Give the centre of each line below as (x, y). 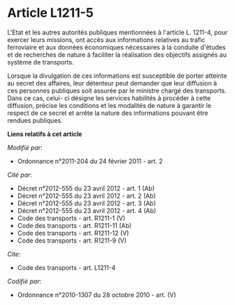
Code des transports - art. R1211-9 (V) (72, 240)
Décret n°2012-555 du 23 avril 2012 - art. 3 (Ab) (86, 203)
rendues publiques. (35, 120)
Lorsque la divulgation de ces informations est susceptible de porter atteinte (117, 76)
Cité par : (20, 175)
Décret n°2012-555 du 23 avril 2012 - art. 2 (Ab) (86, 196)
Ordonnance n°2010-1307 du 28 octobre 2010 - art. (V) (97, 294)
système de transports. (41, 62)
